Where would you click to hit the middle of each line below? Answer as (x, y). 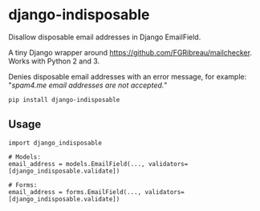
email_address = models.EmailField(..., (77, 164)
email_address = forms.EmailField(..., (75, 192)
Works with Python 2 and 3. (54, 61)
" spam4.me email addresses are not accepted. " (88, 85)
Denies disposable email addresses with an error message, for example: (128, 76)
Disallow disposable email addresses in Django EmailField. (105, 37)
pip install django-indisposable (64, 99)
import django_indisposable (55, 143)
